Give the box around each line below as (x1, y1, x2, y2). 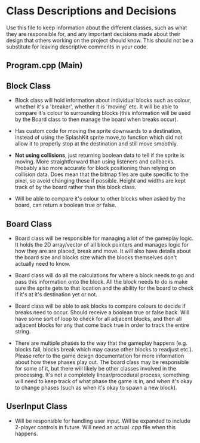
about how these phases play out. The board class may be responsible (14, 358, 189, 366)
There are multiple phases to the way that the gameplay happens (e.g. (14, 339, 188, 347)
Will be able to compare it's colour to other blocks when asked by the (14, 195, 186, 202)
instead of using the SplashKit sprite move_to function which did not (14, 133, 183, 141)
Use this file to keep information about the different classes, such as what (6, 24, 187, 31)
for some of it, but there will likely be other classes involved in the (14, 365, 177, 372)
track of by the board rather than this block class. (14, 184, 137, 191)
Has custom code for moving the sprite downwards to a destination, (14, 128, 182, 135)
